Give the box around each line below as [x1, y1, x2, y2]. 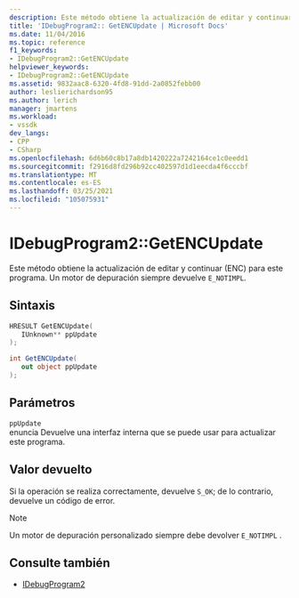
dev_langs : [9, 129, 50, 138]
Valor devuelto [9, 462, 93, 477]
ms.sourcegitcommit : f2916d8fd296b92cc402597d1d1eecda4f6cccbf [9, 162, 249, 171]
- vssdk [9, 121, 38, 130]
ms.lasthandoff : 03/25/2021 [9, 187, 114, 196]
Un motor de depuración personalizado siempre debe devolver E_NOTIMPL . [9, 529, 282, 540]
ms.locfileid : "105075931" [9, 195, 109, 205]
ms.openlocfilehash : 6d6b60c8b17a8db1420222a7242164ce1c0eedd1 [9, 153, 249, 163]
